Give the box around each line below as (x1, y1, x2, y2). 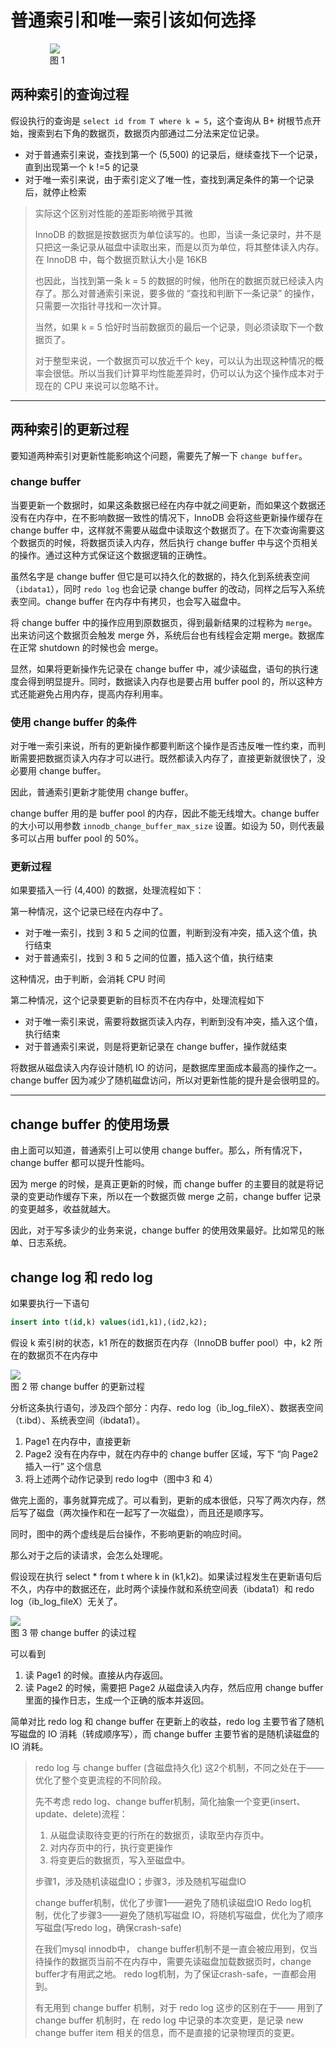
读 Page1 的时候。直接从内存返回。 (24, 1669, 169, 1681)
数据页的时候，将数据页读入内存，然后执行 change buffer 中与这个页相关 (18, 536, 319, 548)
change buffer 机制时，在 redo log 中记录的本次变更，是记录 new (34, 2014, 304, 2026)
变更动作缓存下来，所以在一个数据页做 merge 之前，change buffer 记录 (27, 1191, 322, 1203)
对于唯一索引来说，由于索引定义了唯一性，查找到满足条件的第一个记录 (24, 173, 315, 185)
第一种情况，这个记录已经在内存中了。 (10, 906, 168, 918)
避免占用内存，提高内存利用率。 (36, 687, 168, 700)
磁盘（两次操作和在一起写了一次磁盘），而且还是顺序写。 (36, 1506, 269, 1518)
